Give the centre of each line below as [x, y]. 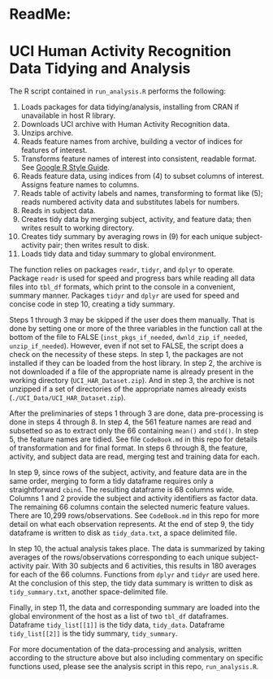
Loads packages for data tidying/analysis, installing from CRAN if [130, 107]
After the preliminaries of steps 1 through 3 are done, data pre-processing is [136, 413]
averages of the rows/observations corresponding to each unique [119, 557]
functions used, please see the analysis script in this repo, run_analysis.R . [134, 667]
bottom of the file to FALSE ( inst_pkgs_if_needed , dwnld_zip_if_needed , [128, 337]
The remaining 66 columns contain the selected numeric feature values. [130, 507]
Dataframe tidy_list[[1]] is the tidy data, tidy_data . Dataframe [117, 625]
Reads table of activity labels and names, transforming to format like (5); [142, 194]
